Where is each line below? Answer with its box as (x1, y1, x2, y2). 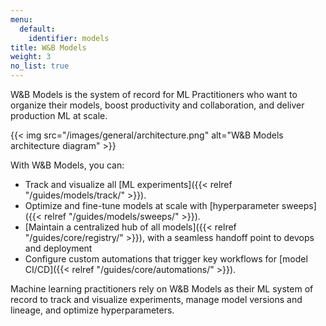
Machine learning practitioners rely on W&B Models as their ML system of (10, 283, 314, 295)
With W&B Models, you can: (10, 159, 125, 171)
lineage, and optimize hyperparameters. (10, 304, 175, 316)
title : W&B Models (10, 42, 87, 53)
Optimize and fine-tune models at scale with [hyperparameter (24, 200, 280, 211)
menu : (10, 14, 33, 25)
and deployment (24, 242, 93, 254)
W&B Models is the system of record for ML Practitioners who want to (10, 89, 298, 100)
